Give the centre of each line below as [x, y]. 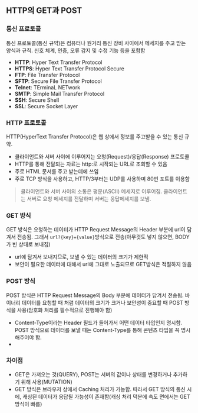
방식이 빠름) [28, 404]
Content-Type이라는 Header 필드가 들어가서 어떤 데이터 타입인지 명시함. [98, 322]
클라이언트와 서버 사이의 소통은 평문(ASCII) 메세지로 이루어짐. [91, 191]
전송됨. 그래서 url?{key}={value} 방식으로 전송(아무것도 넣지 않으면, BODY [103, 237]
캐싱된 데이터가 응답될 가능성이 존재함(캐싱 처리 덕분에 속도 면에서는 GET [106, 396]
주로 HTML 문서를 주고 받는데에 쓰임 [57, 171]
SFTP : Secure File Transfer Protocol [58, 81]
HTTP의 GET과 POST [44, 11]
